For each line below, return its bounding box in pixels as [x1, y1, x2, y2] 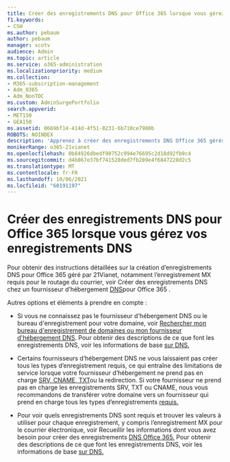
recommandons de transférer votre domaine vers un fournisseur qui [16, 391, 209, 399]
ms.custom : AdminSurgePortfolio [7, 99, 99, 106]
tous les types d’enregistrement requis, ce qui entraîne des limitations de [16, 361, 222, 370]
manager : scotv [7, 42, 51, 49]
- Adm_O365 [7, 86, 38, 93]
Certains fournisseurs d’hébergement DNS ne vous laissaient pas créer [16, 354, 218, 363]
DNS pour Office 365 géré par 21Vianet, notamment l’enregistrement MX [7, 271, 212, 279]
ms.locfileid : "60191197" [7, 182, 81, 189]
